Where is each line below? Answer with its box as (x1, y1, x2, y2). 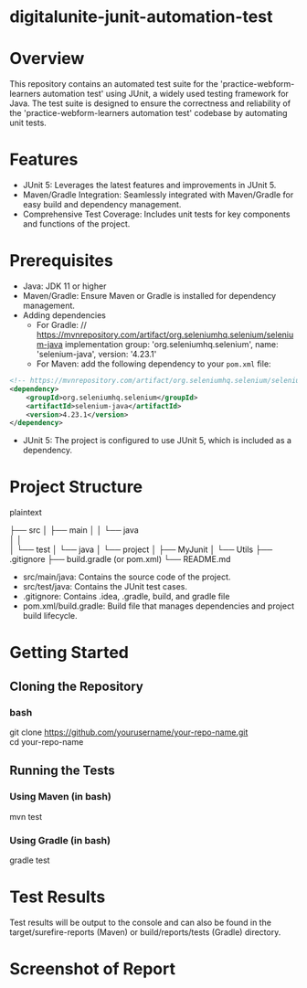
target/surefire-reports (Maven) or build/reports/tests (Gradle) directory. (9, 926, 281, 938)
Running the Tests (9, 763, 116, 779)
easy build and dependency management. (22, 199, 182, 210)
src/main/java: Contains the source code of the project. (22, 571, 231, 582)
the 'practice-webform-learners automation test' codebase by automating (9, 108, 288, 119)
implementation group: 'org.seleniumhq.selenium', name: (64, 339, 279, 349)
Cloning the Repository (9, 678, 143, 694)
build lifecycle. (22, 611, 78, 621)
